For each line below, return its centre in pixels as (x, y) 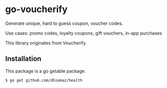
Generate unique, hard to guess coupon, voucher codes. (64, 23)
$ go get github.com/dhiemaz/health (44, 80)
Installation (23, 59)
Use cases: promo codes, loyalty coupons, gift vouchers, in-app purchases (84, 33)
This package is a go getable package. (46, 71)
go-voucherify (36, 9)
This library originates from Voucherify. (46, 43)
